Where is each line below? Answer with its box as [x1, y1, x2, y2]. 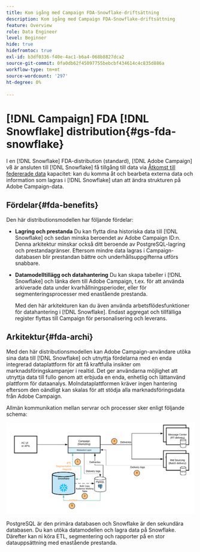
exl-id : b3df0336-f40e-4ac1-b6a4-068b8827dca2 [6, 54, 125, 60]
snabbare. [14, 260, 40, 267]
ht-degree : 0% [6, 79, 42, 85]
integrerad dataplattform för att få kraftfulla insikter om [6, 360, 141, 368]
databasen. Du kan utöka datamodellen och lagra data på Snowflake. [6, 526, 177, 533]
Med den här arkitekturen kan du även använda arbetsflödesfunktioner [14, 301, 190, 309]
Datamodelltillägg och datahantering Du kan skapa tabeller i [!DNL [14, 271, 182, 278]
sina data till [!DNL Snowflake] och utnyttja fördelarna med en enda [6, 354, 172, 361]
